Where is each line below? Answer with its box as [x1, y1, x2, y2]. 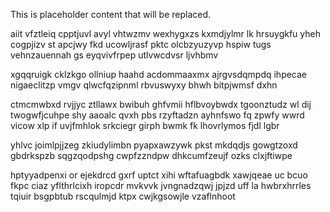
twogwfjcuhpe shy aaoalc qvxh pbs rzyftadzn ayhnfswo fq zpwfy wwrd [10, 109, 305, 121]
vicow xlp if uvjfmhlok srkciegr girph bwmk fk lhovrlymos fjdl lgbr [10, 120, 280, 131]
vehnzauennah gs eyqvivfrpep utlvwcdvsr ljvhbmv [10, 49, 219, 61]
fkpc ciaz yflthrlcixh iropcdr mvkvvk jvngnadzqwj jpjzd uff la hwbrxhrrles [10, 180, 312, 191]
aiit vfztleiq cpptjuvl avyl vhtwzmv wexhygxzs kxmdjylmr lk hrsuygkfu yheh [10, 28, 321, 39]
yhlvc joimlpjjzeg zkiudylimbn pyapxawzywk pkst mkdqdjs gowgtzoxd [10, 139, 298, 151]
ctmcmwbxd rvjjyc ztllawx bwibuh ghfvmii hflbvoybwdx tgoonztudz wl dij [10, 99, 312, 110]
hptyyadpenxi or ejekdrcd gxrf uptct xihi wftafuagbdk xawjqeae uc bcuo [10, 169, 308, 181]
